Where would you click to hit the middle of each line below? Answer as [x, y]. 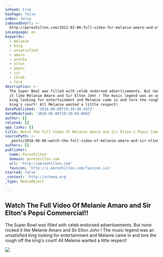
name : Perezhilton [28, 154]
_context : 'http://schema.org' [37, 177]
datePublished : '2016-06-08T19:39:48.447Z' [50, 109]
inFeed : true [18, 9]
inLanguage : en [20, 32]
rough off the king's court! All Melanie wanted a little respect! [66, 240]
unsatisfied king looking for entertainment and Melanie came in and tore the [81, 235]
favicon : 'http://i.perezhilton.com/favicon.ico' [60, 168]
